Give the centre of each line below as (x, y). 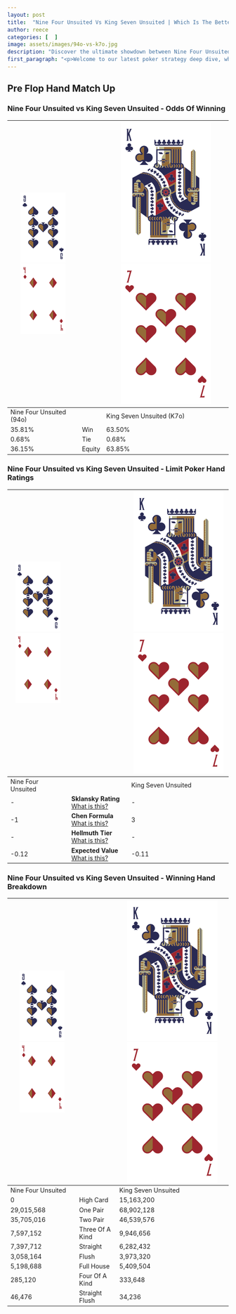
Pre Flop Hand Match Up (61, 89)
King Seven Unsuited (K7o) (146, 416)
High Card (94, 1200)
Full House (94, 1266)
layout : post (26, 15)
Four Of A (93, 1276)
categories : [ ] (33, 37)
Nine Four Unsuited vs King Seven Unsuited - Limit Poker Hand (116, 469)
